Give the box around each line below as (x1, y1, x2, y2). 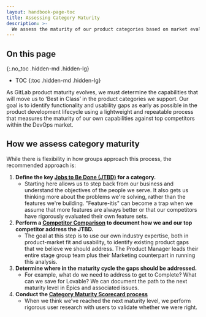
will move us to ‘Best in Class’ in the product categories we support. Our (6, 95, 189, 103)
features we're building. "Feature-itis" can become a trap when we (24, 200, 193, 207)
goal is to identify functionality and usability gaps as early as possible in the (6, 102, 197, 109)
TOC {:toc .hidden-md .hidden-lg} (15, 77, 101, 84)
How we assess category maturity (6, 139, 140, 149)
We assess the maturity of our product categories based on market (12, 26, 188, 32)
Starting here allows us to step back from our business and (24, 180, 174, 187)
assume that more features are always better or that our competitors (24, 206, 197, 213)
